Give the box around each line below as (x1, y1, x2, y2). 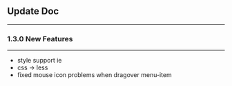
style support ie (17, 56, 62, 65)
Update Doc (7, 6, 59, 17)
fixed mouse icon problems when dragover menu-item (17, 71, 173, 79)
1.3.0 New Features (7, 34, 73, 43)
